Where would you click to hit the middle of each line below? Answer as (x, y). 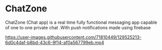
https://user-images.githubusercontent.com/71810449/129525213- (73, 37)
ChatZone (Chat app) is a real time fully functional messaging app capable (81, 22)
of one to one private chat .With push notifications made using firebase (78, 27)
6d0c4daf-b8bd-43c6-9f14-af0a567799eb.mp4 (55, 42)
